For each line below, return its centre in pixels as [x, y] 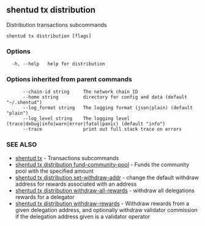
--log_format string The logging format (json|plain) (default [107, 108]
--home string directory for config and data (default [105, 97]
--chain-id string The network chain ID [80, 92]
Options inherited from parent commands [69, 79]
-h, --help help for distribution [58, 64]
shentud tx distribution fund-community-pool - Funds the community [102, 164]
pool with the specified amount [54, 171]
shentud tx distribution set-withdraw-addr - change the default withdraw [107, 177]
